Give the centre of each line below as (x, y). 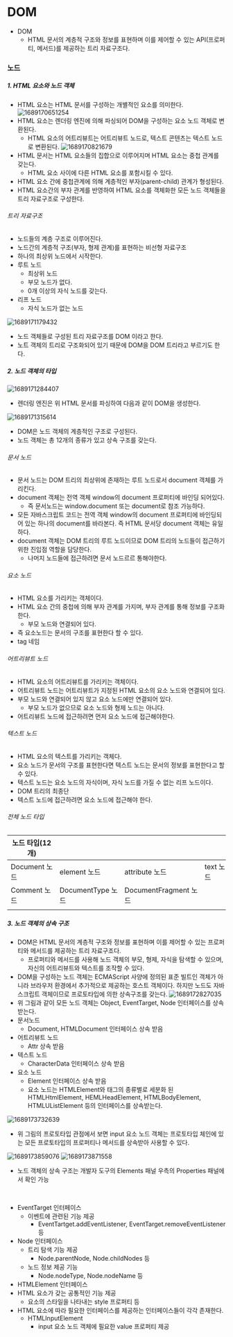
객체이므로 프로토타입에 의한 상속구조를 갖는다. (104, 994)
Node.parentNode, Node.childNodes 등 (94, 1258)
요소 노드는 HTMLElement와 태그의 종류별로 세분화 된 (101, 1089)
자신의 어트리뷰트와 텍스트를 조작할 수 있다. (86, 968)
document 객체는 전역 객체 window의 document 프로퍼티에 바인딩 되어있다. (121, 498)
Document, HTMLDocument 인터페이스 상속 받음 (95, 1029)
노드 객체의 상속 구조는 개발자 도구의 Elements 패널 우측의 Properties (112, 1170)
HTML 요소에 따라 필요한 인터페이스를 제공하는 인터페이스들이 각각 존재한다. (120, 1310)
